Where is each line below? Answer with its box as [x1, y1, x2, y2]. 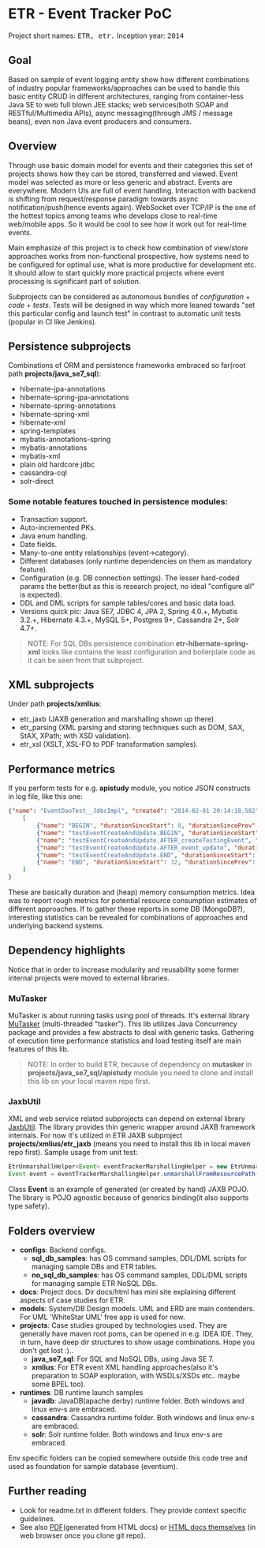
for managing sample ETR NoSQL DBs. [31, 1279, 158, 1288]
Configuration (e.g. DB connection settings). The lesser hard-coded [19, 573, 240, 583]
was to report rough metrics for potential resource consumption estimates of [8, 896, 257, 905]
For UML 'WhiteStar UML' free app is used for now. [19, 1312, 185, 1322]
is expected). [19, 590, 63, 599]
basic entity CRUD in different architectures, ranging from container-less [8, 92, 244, 101]
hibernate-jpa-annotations [19, 384, 106, 394]
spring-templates [19, 426, 77, 436]
